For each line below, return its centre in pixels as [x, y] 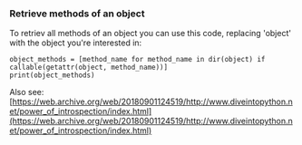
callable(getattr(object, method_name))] [89, 68]
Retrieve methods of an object [77, 14]
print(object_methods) [52, 75]
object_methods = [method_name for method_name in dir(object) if [137, 60]
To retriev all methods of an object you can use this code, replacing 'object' [151, 34]
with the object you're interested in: [76, 43]
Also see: [27, 92]
